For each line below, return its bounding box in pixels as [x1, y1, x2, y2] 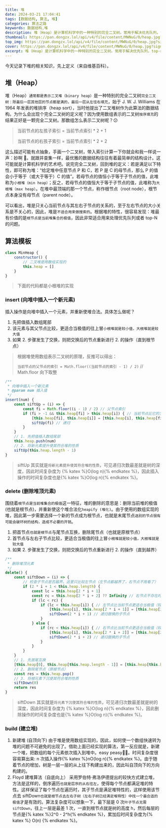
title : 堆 [5, 7, 25, 12]
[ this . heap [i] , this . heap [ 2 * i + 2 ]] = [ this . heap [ [49, 630, 161, 635]
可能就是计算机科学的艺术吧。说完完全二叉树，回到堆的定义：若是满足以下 [5, 161, 157, 167]
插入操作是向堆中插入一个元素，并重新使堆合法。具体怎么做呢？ [5, 308, 135, 314]
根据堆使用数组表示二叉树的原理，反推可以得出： [17, 353, 117, 359]
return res [14, 685, 37, 690]
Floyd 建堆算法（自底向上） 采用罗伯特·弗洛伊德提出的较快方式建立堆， [12, 774, 157, 781]
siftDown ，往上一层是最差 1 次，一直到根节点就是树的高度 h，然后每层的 [12, 805, 160, 811]
